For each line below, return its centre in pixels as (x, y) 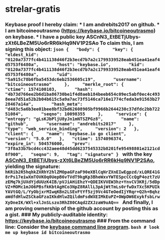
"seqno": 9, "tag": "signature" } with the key (92, 154)
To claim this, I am (122, 43)
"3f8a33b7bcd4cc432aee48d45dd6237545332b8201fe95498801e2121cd (82, 149)
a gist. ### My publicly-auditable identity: (56, 215)
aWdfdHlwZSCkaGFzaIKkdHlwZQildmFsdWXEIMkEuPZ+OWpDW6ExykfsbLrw (82, 197)
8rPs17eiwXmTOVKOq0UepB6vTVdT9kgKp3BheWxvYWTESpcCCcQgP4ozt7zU (82, 177)
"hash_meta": (67, 104)
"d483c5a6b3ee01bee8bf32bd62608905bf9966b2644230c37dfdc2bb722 (82, 109)
